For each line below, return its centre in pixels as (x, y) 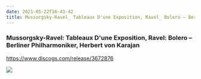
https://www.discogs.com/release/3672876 (60, 58)
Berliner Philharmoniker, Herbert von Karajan (73, 45)
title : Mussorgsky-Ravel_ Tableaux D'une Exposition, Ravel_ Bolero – (96, 17)
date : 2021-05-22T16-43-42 (40, 12)
